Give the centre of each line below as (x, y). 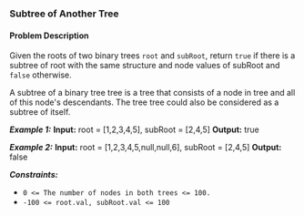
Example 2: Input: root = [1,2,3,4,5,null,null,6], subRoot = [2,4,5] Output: (146, 148)
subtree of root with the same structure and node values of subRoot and (145, 66)
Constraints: (34, 175)
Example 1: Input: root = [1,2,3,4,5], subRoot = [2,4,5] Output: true (134, 129)
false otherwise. (41, 75)
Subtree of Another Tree (64, 14)
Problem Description (49, 36)
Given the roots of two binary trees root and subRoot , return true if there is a (152, 56)
